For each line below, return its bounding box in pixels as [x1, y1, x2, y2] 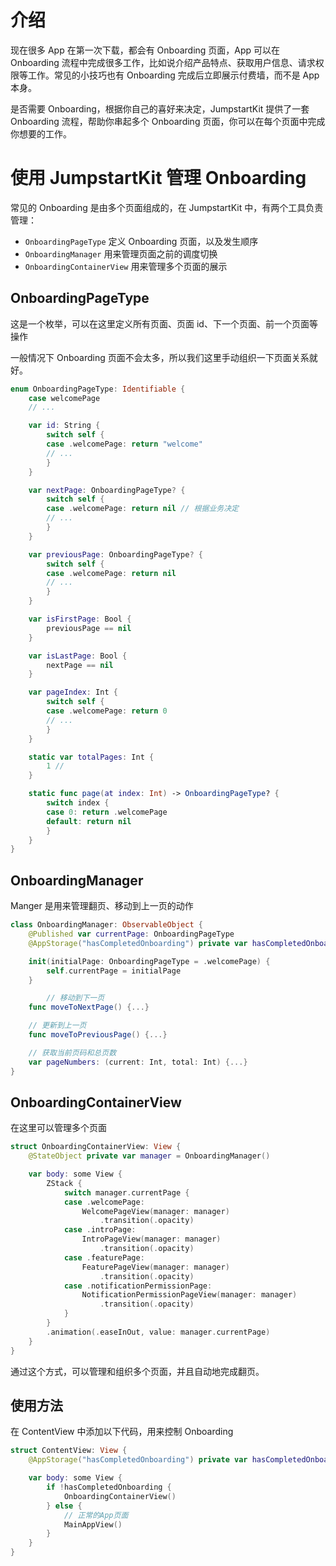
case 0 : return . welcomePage [46, 807, 168, 817]
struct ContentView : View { [10, 1446, 128, 1456]
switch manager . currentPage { [63, 1187, 190, 1198]
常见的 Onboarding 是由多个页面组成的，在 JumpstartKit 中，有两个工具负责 [10, 201, 324, 213]
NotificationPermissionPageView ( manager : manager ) [81, 1290, 298, 1300]
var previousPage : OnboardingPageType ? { [28, 549, 203, 560]
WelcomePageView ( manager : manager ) [81, 1206, 230, 1216]
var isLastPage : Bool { [28, 651, 128, 661]
